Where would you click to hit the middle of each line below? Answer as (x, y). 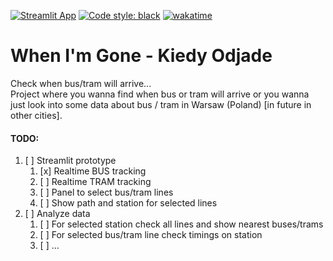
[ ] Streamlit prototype (70, 161)
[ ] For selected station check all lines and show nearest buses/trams (181, 224)
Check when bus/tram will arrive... (81, 83)
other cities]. (36, 115)
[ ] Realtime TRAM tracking (95, 182)
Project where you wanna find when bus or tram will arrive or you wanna (160, 94)
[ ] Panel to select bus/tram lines (106, 192)
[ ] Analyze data (57, 214)
